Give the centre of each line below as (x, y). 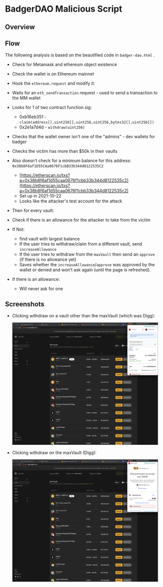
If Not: (18, 229)
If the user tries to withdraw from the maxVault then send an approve (87, 255)
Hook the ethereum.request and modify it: (54, 83)
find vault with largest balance (49, 239)
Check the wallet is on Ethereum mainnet (53, 74)
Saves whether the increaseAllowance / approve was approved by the (87, 265)
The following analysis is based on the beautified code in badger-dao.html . (80, 55)
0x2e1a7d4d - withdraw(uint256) (52, 127)
